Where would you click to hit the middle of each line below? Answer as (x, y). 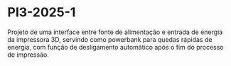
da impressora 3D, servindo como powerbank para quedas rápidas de (110, 39)
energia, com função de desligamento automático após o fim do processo (116, 47)
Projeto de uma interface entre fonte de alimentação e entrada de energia (115, 32)
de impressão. (28, 55)
